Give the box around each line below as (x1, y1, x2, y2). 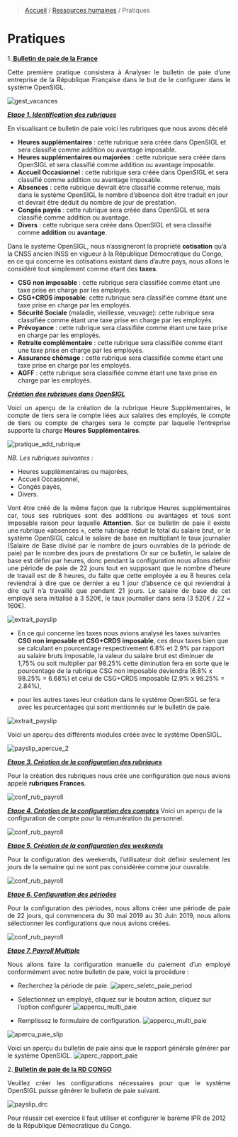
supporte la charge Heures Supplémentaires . (7, 426, 141, 434)
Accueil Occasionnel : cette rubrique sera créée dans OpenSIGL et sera (17, 168, 229, 176)
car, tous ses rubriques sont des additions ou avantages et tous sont (7, 511, 231, 519)
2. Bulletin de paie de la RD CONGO (7, 1065, 112, 1073)
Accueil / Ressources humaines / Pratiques (24, 6, 150, 14)
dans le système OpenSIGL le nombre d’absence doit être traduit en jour (17, 191, 229, 199)
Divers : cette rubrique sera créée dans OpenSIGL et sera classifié (17, 220, 212, 229)
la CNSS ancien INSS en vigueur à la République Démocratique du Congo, (7, 249, 223, 258)
